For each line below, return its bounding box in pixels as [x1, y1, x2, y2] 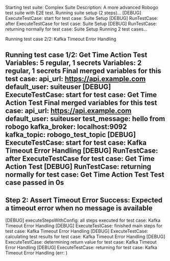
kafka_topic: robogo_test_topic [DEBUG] [5, 130, 136, 139]
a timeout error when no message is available [5, 204, 153, 212]
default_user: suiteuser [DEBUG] [5, 83, 111, 91]
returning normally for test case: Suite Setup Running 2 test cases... [5, 26, 148, 32]
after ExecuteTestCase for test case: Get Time [5, 154, 155, 163]
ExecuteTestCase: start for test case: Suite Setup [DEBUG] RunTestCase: [5, 15, 158, 21]
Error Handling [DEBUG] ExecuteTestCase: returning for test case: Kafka [5, 245, 157, 251]
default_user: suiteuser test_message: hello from [5, 114, 165, 123]
